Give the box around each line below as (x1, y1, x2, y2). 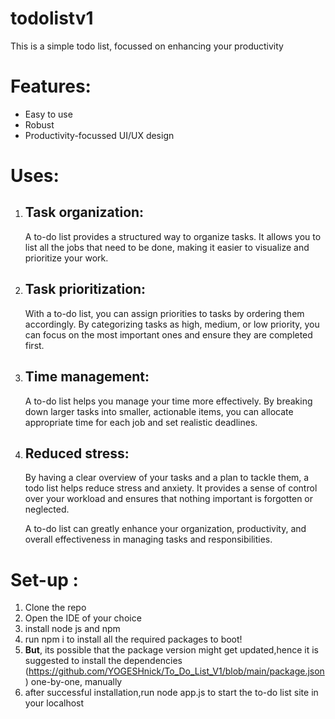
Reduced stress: (24, 445, 130, 462)
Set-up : (10, 568, 79, 591)
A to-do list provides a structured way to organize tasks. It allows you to (24, 230, 322, 242)
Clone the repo (24, 602, 87, 614)
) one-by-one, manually (24, 676, 123, 688)
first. (24, 339, 45, 351)
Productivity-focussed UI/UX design (24, 129, 175, 141)
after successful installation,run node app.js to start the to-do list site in (24, 687, 319, 699)
